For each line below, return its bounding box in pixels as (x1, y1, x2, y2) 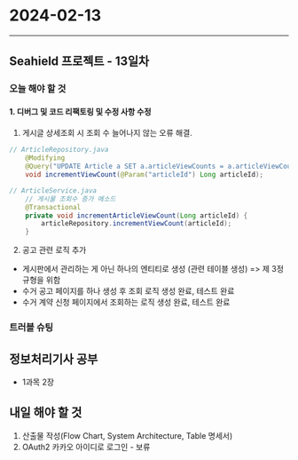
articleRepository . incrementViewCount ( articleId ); (41, 219, 232, 228)
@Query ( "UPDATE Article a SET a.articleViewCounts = (25, 162, 224, 171)
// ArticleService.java (9, 186, 98, 195)
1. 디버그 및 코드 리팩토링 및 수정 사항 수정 (9, 106, 152, 116)
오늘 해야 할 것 (9, 83, 67, 95)
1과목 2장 (21, 377, 55, 387)
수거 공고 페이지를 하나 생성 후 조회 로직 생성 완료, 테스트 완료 (21, 286, 235, 297)
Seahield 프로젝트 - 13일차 (9, 54, 150, 69)
